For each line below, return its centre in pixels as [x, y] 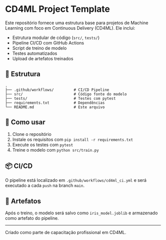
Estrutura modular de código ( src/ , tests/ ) [56, 38]
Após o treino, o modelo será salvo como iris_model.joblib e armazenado [82, 213]
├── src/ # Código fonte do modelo [66, 94]
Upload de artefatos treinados [43, 58]
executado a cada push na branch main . [45, 186]
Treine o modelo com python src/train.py [56, 150]
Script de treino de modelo [39, 48]
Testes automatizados [35, 53]
